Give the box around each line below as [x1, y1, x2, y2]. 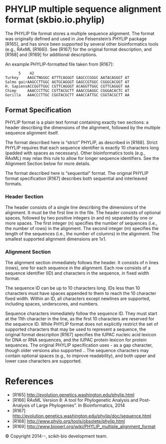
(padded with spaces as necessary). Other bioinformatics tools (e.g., [5, 150, 146, 156]
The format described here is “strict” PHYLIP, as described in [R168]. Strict [5, 139, 158, 145]
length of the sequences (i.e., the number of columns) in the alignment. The [5, 231, 160, 237]
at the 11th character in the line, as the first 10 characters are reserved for [5, 316, 155, 322]
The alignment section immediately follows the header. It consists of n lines [5, 260, 159, 266]
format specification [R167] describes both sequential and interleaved [5, 175, 148, 181]
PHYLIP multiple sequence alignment [5, 3, 162, 15]
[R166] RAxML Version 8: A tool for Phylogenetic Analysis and [12, 397, 139, 403]
